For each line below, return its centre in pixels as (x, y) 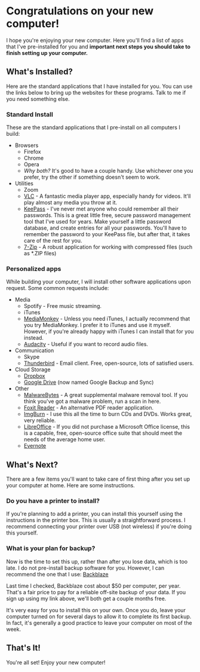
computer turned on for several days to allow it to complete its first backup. (99, 616)
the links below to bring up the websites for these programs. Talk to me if (96, 92)
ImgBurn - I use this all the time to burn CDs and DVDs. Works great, (108, 414)
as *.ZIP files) (40, 253)
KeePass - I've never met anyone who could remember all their (101, 209)
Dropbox (34, 376)
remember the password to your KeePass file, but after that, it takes (107, 234)
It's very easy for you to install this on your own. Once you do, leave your (96, 610)
